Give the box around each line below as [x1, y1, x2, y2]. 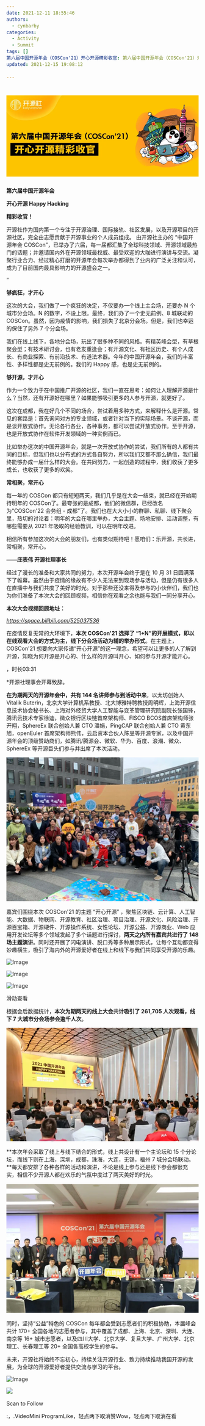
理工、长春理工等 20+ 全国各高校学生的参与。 [6, 1342, 121, 1350]
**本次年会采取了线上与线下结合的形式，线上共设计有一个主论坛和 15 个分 [6, 1148, 191, 1156]
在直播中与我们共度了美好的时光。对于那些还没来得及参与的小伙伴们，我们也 [6, 584, 199, 592]
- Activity [12, 35, 40, 42]
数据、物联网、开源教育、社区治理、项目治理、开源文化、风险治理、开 [22, 916, 199, 923]
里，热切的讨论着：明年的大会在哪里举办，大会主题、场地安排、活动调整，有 [6, 515, 199, 522]
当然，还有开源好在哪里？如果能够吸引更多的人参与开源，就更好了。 [16, 394, 188, 401]
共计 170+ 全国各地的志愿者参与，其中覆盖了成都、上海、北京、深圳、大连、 [6, 1327, 198, 1334]
